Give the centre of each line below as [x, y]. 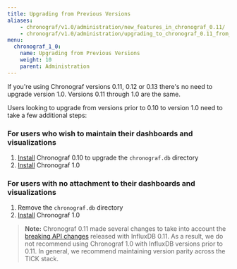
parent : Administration [55, 66]
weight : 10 [36, 60]
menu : [15, 40]
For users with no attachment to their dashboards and [101, 183]
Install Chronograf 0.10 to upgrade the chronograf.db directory [108, 157]
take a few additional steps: [47, 115]
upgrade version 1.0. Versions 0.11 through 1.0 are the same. [94, 94]
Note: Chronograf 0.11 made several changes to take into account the [125, 229]
